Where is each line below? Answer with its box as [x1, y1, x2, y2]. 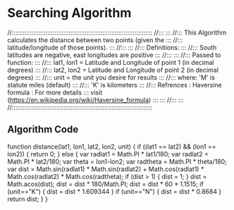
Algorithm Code [7, 123, 79, 135]
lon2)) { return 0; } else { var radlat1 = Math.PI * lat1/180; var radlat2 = [7, 149, 209, 158]
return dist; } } [7, 194, 48, 203]
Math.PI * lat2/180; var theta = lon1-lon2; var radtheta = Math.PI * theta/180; [7, 157, 228, 166]
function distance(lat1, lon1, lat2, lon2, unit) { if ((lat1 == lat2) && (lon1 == [7, 142, 216, 151]
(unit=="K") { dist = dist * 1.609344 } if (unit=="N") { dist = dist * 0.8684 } [7, 187, 222, 195]
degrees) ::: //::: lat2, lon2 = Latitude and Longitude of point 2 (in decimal [7, 66, 218, 74]
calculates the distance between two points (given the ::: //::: [7, 35, 183, 44]
